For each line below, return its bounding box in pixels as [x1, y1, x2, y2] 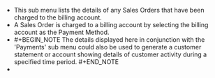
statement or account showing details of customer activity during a [13, 50, 207, 58]
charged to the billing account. [13, 13, 103, 22]
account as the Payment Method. [13, 28, 110, 36]
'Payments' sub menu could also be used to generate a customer [13, 43, 202, 51]
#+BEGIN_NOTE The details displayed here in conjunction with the [13, 36, 205, 44]
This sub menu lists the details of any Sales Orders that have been [13, 6, 205, 14]
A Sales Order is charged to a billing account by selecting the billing [13, 21, 209, 29]
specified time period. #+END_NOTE [13, 58, 119, 65]
